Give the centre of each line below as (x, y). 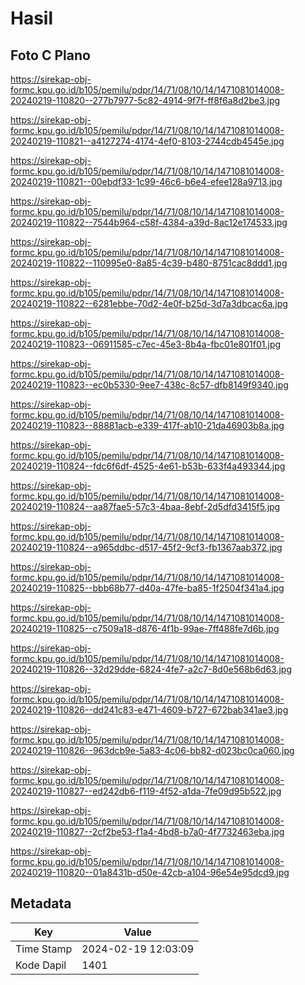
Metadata (41, 903)
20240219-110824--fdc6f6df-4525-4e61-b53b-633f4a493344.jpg (148, 466)
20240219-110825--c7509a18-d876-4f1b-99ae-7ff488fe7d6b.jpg (145, 628)
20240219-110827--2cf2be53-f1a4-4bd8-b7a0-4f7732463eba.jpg (147, 831)
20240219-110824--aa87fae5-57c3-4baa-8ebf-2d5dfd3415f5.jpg (145, 506)
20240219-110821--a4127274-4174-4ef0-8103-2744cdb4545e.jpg (147, 141)
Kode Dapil (41, 965)
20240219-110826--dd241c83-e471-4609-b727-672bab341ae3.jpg (149, 710)
